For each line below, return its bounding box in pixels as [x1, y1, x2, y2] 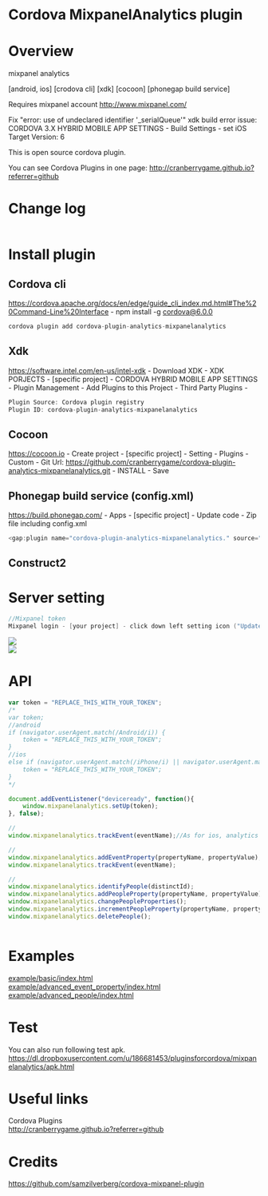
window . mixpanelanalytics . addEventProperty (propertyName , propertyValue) [8, 853, 259, 861]
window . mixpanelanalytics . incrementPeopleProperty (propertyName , [8, 905, 230, 913]
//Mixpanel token [8, 615, 66, 623]
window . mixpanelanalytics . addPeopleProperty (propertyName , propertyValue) [8, 890, 262, 899]
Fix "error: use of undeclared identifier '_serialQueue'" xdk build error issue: [8, 115, 258, 125]
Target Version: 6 [8, 132, 65, 142]
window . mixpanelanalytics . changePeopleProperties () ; [8, 898, 187, 906]
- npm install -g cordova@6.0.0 [110, 307, 213, 317]
